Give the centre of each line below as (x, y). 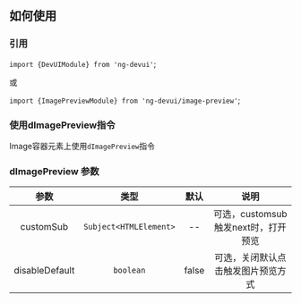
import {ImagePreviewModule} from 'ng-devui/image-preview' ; (125, 100)
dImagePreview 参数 (54, 171)
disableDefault (44, 271)
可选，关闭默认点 (250, 257)
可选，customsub (250, 215)
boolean (129, 270)
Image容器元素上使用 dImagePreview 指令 (82, 146)
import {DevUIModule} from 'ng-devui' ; (83, 63)
